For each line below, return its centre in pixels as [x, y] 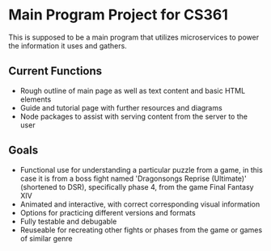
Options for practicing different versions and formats [108, 212]
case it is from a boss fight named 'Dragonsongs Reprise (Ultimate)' [133, 178]
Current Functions [55, 71]
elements [36, 99]
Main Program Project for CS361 [118, 15]
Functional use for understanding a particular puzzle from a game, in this [141, 169]
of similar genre [46, 238]
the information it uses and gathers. [68, 45]
